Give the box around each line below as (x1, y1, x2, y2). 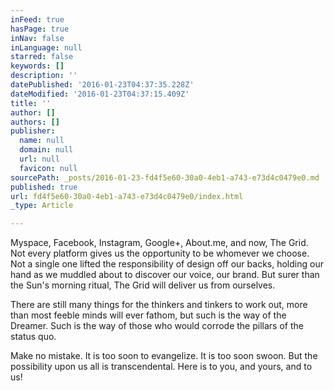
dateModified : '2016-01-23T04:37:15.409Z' (10, 89, 190, 99)
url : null (19, 154, 60, 164)
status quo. (10, 331, 57, 343)
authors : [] (10, 117, 60, 127)
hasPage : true (10, 24, 70, 34)
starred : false (10, 52, 74, 62)
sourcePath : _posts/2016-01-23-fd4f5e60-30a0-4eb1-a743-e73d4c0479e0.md (10, 172, 320, 183)
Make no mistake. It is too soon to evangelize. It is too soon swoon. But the (10, 350, 318, 362)
